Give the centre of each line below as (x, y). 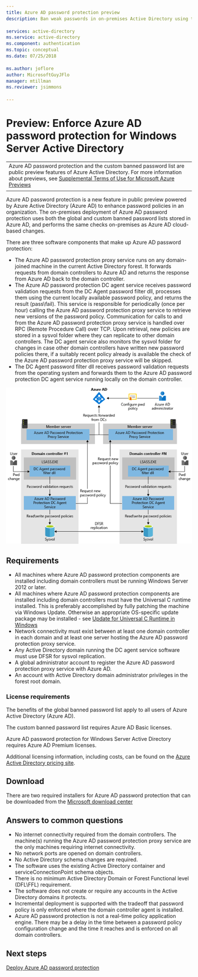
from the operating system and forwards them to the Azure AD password (103, 373)
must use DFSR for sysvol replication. (60, 656)
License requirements (38, 697)
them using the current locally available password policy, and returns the (103, 298)
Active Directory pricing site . (41, 763)
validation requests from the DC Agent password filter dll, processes (98, 292)
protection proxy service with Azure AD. (63, 669)
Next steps (27, 953)
